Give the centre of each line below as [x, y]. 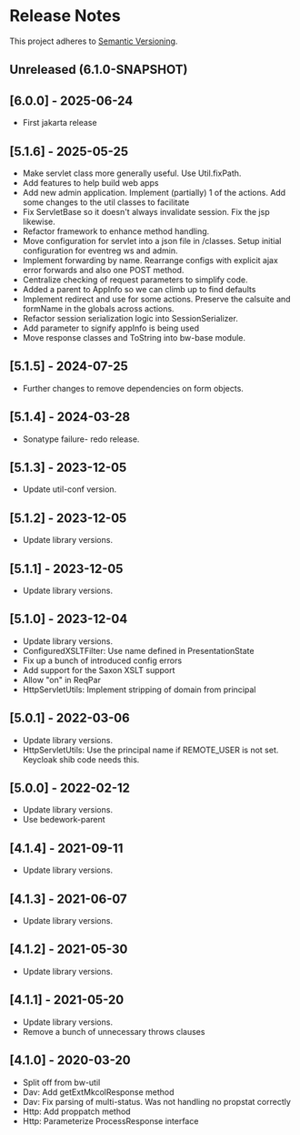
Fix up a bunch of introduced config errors [102, 660]
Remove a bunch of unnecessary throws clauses [114, 1031]
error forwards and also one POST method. [103, 270]
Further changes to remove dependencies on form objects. [133, 388]
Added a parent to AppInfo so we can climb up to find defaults [139, 289]
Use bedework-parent [64, 820]
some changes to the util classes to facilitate [106, 202]
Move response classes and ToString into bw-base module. [134, 337]
